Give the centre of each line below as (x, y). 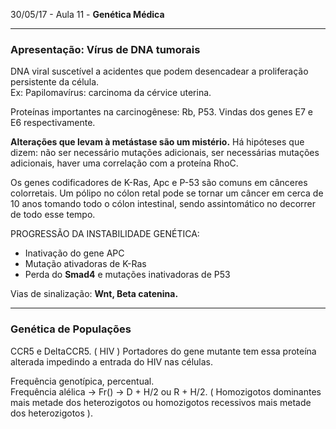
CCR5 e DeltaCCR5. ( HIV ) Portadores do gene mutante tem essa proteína (163, 351)
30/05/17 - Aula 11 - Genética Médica (87, 14)
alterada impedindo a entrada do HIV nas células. (112, 361)
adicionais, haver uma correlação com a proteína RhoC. (124, 163)
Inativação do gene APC (74, 253)
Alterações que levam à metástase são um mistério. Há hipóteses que (157, 142)
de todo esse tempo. (53, 215)
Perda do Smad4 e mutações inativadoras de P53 (127, 275)
